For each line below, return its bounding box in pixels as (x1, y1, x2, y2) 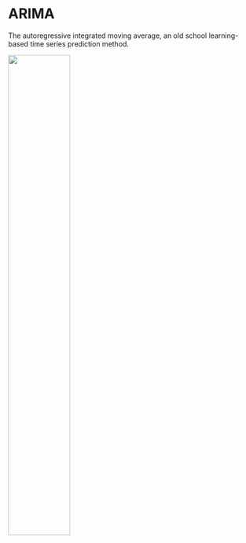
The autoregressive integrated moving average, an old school (8, 31, 207, 40)
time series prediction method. (30, 39, 130, 48)
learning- (208, 31, 239, 40)
